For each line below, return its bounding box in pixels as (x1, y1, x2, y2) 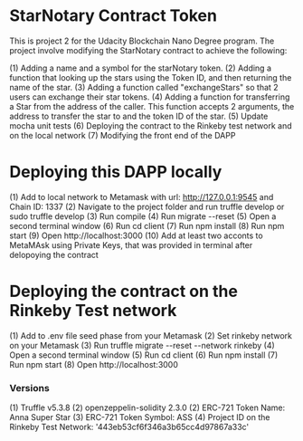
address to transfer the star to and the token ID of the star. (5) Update (9, 110, 269, 121)
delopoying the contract (9, 249, 99, 260)
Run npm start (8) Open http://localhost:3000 (9, 359, 179, 369)
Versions (9, 381, 50, 394)
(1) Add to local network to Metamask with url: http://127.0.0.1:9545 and (9, 191, 274, 202)
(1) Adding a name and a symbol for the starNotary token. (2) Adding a (9, 62, 272, 73)
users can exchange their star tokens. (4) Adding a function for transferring (9, 91, 290, 102)
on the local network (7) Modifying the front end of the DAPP (9, 129, 236, 140)
